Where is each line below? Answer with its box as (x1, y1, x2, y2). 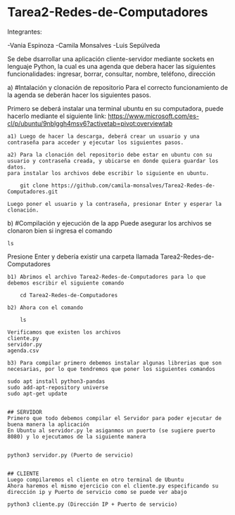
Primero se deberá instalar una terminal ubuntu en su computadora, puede (7, 104, 224, 112)
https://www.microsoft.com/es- (108, 112, 199, 120)
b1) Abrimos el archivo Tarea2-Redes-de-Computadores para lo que (7, 273, 206, 280)
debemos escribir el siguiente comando (7, 279, 125, 287)
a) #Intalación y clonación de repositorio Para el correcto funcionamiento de (7, 83, 229, 91)
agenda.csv (7, 347, 39, 354)
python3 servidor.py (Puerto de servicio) (7, 451, 134, 459)
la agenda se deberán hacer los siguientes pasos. (7, 91, 151, 99)
